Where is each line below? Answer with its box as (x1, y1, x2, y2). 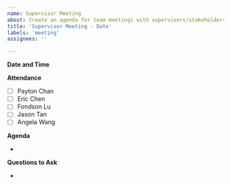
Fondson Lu (16, 102, 51, 111)
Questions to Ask (7, 159, 58, 167)
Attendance (7, 73, 42, 82)
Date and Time (7, 60, 50, 69)
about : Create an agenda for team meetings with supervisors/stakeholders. (7, 16, 229, 23)
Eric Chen (16, 95, 45, 103)
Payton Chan (16, 87, 54, 95)
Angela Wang (16, 118, 56, 126)
